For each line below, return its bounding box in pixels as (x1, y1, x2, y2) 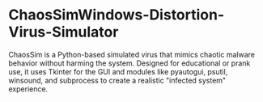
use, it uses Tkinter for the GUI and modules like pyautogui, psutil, (8, 66, 228, 76)
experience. (8, 83, 49, 94)
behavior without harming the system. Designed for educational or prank (8, 58, 251, 68)
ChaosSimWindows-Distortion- (8, 6, 225, 24)
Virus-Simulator (8, 23, 119, 41)
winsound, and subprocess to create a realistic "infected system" (8, 75, 227, 85)
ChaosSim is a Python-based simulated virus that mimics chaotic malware (8, 49, 256, 59)
